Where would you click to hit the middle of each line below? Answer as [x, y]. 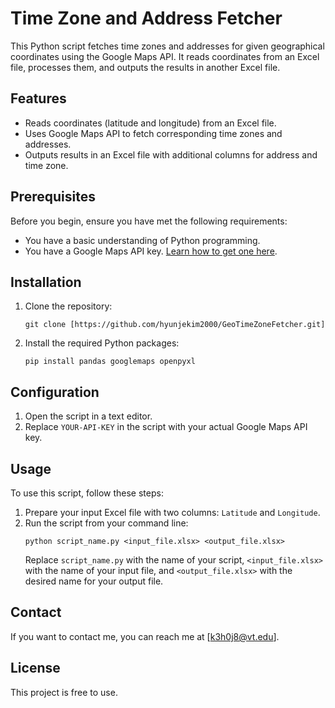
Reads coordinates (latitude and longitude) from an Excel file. [150, 123]
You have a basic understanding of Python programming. [142, 240]
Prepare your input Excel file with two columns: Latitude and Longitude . [172, 512]
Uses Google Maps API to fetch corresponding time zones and [153, 133]
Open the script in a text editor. [88, 416]
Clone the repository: [68, 306]
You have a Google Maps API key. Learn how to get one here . [151, 251]
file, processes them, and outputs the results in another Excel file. [145, 67]
